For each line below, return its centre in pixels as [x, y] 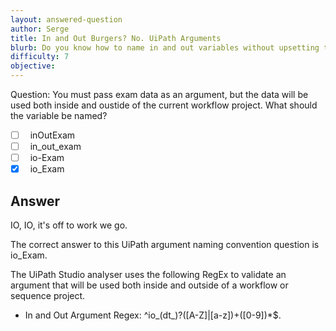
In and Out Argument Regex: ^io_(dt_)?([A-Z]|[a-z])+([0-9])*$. [153, 315]
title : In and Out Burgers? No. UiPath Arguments [116, 38]
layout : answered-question [66, 19]
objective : [33, 66]
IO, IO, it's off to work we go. [69, 225]
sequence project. [48, 296]
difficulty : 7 [40, 57]
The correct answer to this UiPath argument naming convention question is [165, 245]
